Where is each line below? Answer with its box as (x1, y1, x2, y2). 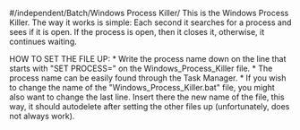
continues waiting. (9, 36, 78, 47)
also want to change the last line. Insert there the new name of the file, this (9, 91, 285, 102)
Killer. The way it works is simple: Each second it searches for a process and (9, 17, 292, 28)
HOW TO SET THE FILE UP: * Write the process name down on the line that (9, 54, 287, 64)
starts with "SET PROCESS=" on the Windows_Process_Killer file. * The (9, 63, 273, 74)
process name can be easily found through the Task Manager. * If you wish (9, 73, 287, 83)
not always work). (9, 111, 75, 121)
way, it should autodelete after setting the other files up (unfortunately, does (9, 101, 290, 111)
